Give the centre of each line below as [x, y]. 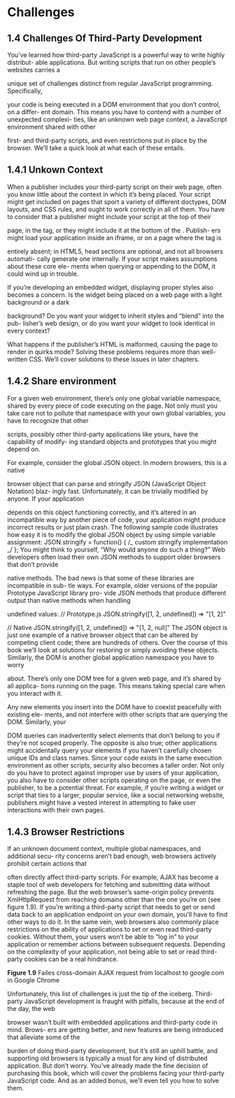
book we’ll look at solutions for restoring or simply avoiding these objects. [113, 650]
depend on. [24, 449]
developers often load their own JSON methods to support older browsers [114, 557]
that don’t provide [33, 564]
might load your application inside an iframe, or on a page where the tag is [114, 237]
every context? [29, 330]
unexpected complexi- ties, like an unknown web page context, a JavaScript [117, 119]
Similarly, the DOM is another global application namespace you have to [111, 657]
